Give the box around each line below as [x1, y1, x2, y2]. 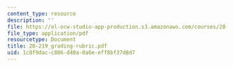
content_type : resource [7, 10, 77, 17]
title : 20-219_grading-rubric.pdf [7, 43, 108, 50]
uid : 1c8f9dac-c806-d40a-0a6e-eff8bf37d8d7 [7, 50, 136, 57]
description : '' [7, 17, 54, 24]
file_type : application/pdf [7, 29, 89, 37]
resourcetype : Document [7, 36, 77, 43]
